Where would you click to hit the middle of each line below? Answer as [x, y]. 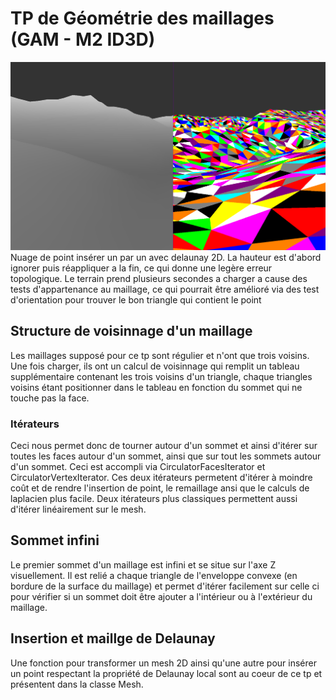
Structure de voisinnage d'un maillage [131, 331]
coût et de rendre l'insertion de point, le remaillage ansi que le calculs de [160, 488]
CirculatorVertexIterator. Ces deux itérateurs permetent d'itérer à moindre [161, 478]
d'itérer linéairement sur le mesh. [78, 509]
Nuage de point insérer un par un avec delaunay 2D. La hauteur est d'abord [166, 257]
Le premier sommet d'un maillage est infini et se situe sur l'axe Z [143, 564]
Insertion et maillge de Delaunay [113, 638]
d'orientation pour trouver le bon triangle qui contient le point [136, 299]
